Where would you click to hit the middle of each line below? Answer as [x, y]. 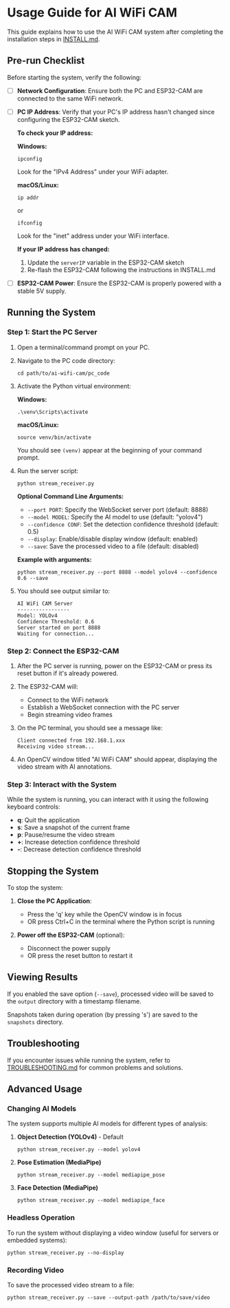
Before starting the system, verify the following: [74, 77]
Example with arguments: [54, 559]
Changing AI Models [42, 1108]
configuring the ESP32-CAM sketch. [68, 119]
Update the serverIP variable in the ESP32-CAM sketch [106, 262]
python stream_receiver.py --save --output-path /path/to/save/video [109, 1297]
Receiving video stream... [56, 746]
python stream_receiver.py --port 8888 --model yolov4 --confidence [117, 572]
